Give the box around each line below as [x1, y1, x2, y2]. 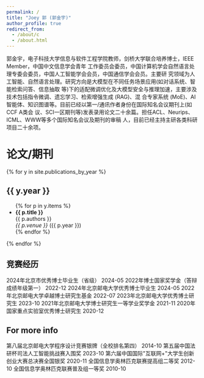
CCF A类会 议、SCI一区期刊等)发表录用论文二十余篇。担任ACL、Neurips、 [6, 108, 194, 116]
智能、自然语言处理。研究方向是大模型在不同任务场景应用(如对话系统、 [11, 78, 191, 85]
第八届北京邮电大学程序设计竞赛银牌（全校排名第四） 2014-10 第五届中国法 [6, 342, 195, 349]
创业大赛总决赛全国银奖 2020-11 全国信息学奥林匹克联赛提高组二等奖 [6, 357, 180, 365]
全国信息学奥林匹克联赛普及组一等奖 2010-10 [13, 365, 126, 372]
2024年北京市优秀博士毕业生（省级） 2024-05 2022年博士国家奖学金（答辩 [6, 276, 197, 284]
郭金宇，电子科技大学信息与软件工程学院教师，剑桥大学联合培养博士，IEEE [6, 55, 194, 62]
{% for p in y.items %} [15, 202, 71, 209]
